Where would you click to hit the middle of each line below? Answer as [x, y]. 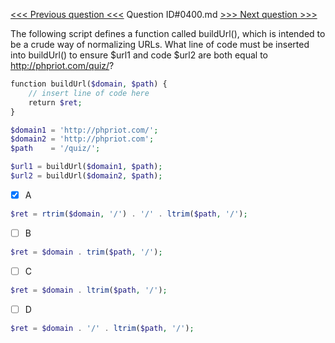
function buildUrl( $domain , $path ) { [89, 84]
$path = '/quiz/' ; [55, 149]
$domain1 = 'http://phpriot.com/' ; [84, 130]
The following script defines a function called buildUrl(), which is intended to [168, 33]
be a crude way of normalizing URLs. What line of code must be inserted [160, 44]
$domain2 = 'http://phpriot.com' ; [82, 139]
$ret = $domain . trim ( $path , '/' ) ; [86, 252]
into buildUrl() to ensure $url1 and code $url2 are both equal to [139, 55]
